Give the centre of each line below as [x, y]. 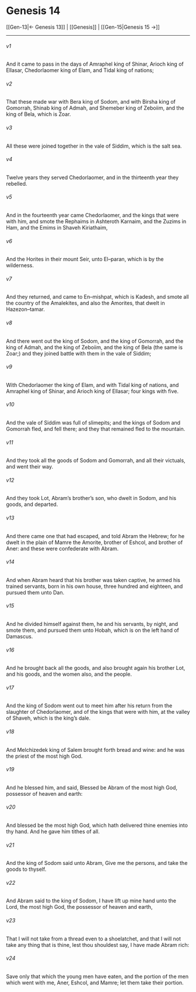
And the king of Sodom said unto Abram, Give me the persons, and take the [97, 863]
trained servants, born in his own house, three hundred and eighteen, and [94, 586]
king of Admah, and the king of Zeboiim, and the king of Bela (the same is [94, 347]
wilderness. [20, 265]
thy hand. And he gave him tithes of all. [53, 832]
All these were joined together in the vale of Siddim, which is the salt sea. [94, 146]
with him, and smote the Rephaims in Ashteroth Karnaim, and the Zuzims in [96, 221]
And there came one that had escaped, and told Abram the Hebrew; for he [95, 536]
